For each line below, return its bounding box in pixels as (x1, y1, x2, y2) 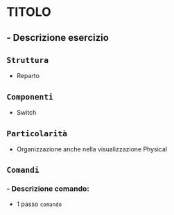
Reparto (16, 72, 40, 80)
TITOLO (6, 4, 51, 20)
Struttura (6, 55, 49, 65)
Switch (16, 109, 37, 117)
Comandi (6, 165, 40, 175)
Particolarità (6, 129, 67, 138)
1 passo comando (16, 200, 62, 208)
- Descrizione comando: (6, 184, 89, 194)
